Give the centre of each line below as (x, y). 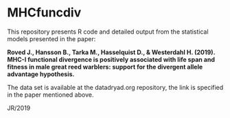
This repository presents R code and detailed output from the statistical (108, 32)
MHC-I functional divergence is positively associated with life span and (111, 59)
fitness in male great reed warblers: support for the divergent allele (105, 67)
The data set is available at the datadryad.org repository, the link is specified (115, 87)
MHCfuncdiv (44, 13)
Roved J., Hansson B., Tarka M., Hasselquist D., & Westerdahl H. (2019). (111, 52)
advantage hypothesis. (41, 74)
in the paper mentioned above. (50, 95)
